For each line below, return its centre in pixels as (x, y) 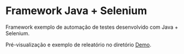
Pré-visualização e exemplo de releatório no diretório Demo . (78, 45)
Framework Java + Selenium (76, 11)
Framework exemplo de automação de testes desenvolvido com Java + (92, 27)
